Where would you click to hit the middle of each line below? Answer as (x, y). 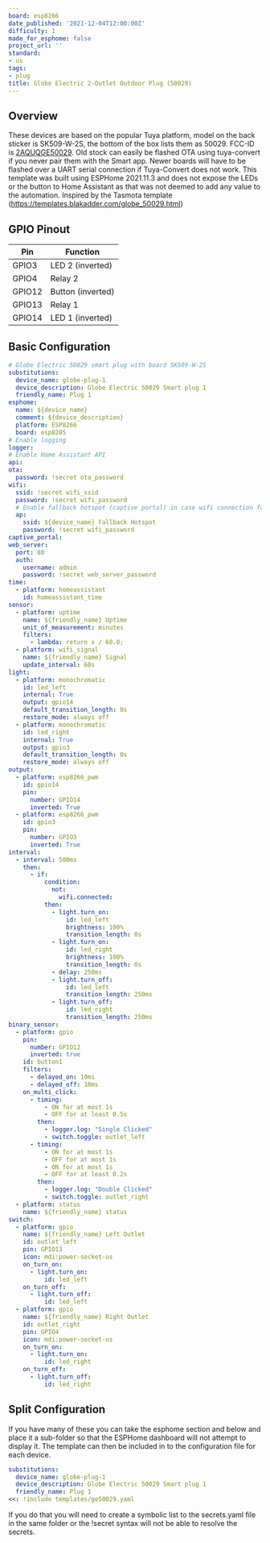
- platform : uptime (48, 612)
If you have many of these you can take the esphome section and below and (135, 1429)
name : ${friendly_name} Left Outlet (84, 1234)
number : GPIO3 (53, 838)
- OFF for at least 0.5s (86, 1115)
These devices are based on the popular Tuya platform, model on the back (132, 135)
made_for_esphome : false (50, 38)
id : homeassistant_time (63, 597)
